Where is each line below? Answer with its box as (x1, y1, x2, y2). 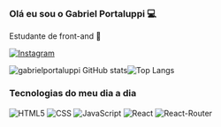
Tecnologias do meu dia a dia (9, 87, 137, 100)
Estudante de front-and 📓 (9, 31, 102, 41)
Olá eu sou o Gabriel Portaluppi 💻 (9, 7, 157, 19)
